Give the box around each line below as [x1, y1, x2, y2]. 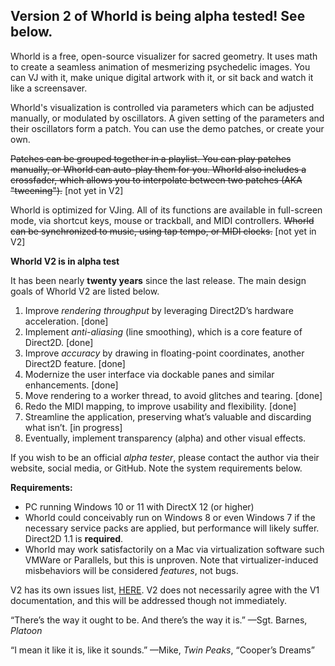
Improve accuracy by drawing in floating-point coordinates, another [24, 347, 305, 359]
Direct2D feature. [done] [24, 357, 126, 369]
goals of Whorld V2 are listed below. [10, 285, 160, 297]
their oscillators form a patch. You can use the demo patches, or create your [10, 122, 325, 134]
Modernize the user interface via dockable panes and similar [24, 368, 275, 380]
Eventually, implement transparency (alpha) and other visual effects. [24, 432, 307, 444]
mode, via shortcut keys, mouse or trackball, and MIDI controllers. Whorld [10, 214, 315, 226]
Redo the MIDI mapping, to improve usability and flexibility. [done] [24, 400, 297, 412]
